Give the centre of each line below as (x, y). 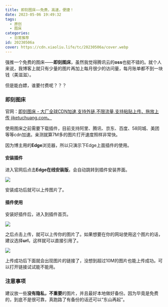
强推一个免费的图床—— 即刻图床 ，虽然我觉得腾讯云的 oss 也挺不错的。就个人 (83, 62)
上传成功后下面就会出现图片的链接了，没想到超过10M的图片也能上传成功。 (82, 261)
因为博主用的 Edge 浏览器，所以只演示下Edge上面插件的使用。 (68, 145)
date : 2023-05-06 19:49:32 (33, 15)
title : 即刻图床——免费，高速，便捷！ (39, 10)
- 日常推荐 (19, 38)
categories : (17, 33)
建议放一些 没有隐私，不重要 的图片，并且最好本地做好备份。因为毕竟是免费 (82, 293)
